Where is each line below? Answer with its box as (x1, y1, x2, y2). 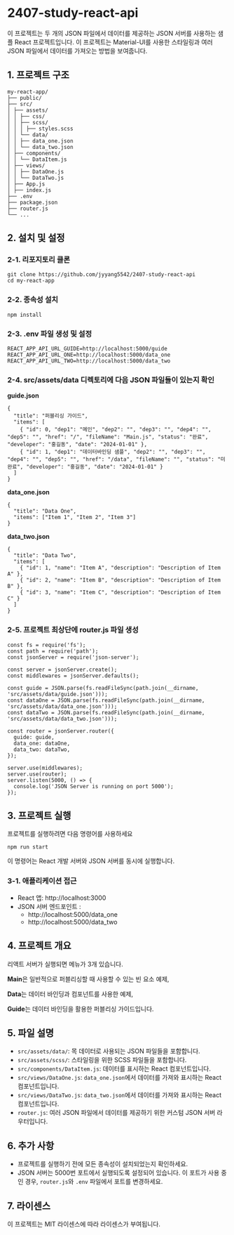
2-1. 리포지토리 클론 (7, 255, 71, 265)
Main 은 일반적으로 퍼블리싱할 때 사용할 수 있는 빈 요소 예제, (7, 974, 170, 983)
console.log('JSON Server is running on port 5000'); (13, 783, 174, 790)
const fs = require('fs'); (7, 641, 86, 648)
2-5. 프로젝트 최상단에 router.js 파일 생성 (7, 625, 139, 635)
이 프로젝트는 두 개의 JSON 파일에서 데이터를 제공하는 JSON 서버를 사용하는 (7, 29, 216, 37)
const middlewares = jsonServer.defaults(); (7, 672, 139, 679)
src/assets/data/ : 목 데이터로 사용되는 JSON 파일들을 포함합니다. (17, 1047, 201, 1055)
